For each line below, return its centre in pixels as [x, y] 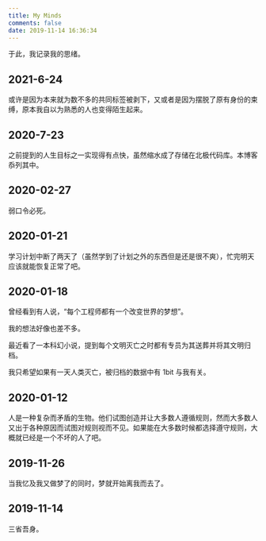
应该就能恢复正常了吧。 [46, 266]
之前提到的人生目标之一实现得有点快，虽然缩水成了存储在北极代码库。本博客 [133, 155]
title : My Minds [35, 15]
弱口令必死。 [29, 211]
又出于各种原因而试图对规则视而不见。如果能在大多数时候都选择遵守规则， [129, 428]
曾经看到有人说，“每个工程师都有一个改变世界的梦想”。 [98, 311]
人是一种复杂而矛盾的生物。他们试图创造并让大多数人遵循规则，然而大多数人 [133, 418]
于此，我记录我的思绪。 [46, 54]
